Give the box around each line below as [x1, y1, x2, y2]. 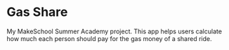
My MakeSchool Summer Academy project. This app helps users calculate [6, 27, 223, 35]
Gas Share [6, 4, 68, 20]
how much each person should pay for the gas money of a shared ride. [6, 34, 212, 42]
